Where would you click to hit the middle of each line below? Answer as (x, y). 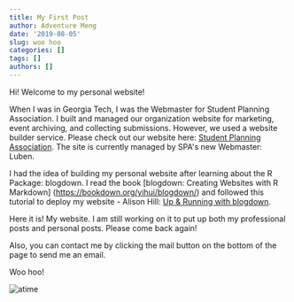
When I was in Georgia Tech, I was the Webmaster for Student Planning (139, 109)
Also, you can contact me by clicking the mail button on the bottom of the (143, 245)
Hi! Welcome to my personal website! (77, 92)
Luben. (22, 156)
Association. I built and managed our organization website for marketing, (142, 118)
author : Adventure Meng (53, 26)
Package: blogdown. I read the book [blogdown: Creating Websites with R (144, 182)
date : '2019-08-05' (45, 34)
